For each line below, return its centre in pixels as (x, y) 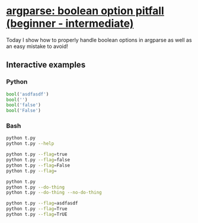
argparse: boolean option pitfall (85, 11)
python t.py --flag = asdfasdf (42, 203)
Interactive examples (46, 65)
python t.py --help (30, 144)
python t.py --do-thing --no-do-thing (54, 193)
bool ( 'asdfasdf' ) (28, 94)
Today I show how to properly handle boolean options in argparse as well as (99, 40)
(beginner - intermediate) (70, 23)
